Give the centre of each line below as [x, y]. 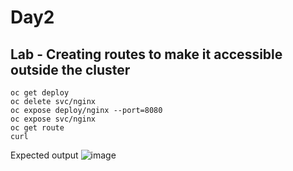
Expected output [44, 155]
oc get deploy [40, 93]
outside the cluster [70, 69]
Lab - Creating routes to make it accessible [146, 54]
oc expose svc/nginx [53, 119]
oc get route [37, 128]
